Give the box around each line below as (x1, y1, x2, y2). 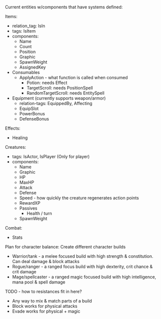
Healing (12, 135, 28, 141)
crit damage (12, 269, 36, 274)
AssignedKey (19, 64, 46, 70)
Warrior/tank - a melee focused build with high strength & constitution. (12, 253, 154, 259)
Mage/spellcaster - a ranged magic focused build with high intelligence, (12, 274, 157, 280)
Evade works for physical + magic (12, 308, 80, 314)
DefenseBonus (19, 116, 50, 122)
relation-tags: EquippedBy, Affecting (19, 101, 92, 106)
